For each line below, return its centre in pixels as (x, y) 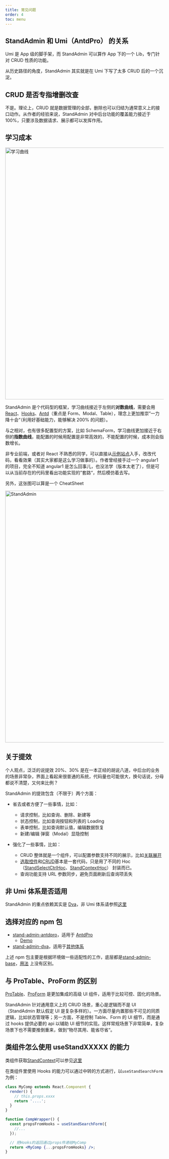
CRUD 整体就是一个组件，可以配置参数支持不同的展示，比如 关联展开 (91, 855)
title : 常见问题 (21, 10)
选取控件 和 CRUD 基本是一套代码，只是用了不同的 (70, 861)
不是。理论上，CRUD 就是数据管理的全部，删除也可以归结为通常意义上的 (80, 108)
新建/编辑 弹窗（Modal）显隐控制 (54, 834)
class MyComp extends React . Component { (48, 1087)
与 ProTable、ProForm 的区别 (51, 981)
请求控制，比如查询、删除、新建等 (55, 814)
